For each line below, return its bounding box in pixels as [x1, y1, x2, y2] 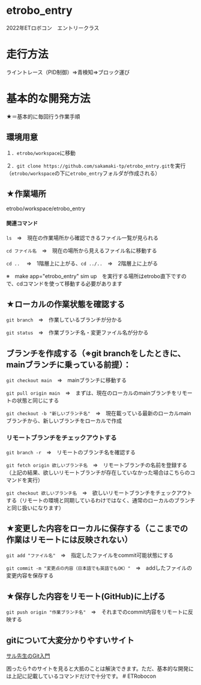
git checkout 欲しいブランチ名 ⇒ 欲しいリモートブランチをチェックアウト [6, 489, 193, 496]
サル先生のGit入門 [6, 653, 50, 659]
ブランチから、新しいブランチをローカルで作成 [6, 417, 122, 424]
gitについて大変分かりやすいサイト [6, 635, 135, 645]
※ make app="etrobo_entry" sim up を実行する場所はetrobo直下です [6, 272, 182, 279]
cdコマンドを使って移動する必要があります [16, 280, 123, 287]
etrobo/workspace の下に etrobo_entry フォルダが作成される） [11, 169, 161, 177]
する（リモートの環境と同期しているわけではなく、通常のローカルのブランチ [6, 496, 196, 504]
